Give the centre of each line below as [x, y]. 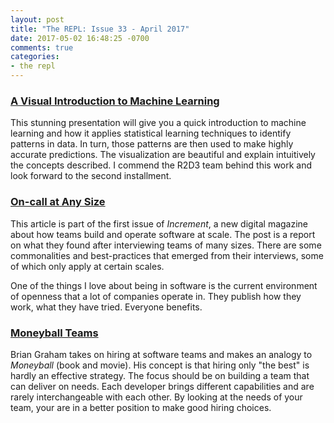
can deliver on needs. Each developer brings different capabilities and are [162, 386]
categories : [35, 57]
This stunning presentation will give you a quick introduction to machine [158, 123]
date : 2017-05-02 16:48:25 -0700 [80, 38]
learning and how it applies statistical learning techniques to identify [151, 133]
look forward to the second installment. [91, 176]
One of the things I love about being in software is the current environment [164, 285]
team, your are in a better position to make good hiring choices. [141, 407]
